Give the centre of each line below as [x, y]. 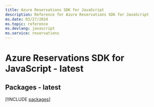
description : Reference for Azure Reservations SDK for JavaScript [77, 15]
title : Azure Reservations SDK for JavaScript [55, 10]
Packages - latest [33, 87]
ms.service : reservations [32, 33]
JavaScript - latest [44, 69]
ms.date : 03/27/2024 [27, 19]
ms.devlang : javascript [30, 29]
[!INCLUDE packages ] [28, 99]
